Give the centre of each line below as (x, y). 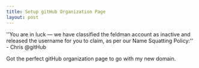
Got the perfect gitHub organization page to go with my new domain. (91, 58)
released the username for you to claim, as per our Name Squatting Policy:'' (100, 41)
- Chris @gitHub (26, 47)
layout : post (22, 17)
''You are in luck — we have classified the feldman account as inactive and (98, 34)
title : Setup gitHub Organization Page (56, 12)
